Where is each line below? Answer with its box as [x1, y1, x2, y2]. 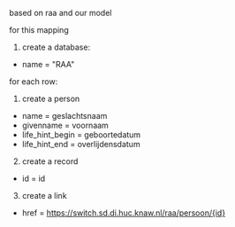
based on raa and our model [9, 8, 112, 18]
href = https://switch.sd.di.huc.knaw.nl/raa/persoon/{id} [21, 207, 226, 218]
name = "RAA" [21, 59, 75, 69]
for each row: [9, 76, 58, 87]
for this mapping [9, 25, 69, 35]
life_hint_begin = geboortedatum [21, 129, 141, 140]
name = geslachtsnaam [21, 111, 108, 121]
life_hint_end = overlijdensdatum [21, 139, 140, 149]
